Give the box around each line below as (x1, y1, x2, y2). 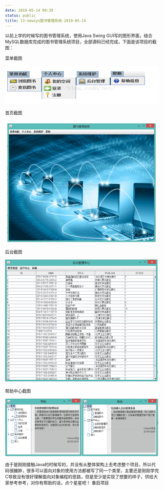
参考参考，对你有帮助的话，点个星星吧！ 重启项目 (9, 480, 109, 486)
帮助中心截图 (5, 388, 31, 394)
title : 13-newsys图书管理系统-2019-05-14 (5, 18, 86, 23)
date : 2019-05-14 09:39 (5, 8, 54, 13)
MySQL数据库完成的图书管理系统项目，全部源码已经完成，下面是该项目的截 (5, 39, 157, 45)
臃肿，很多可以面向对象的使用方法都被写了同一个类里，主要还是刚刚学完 (13, 468, 159, 473)
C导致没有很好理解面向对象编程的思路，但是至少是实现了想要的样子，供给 (5, 473, 154, 479)
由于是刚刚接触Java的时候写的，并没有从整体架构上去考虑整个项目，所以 (5, 461, 152, 467)
